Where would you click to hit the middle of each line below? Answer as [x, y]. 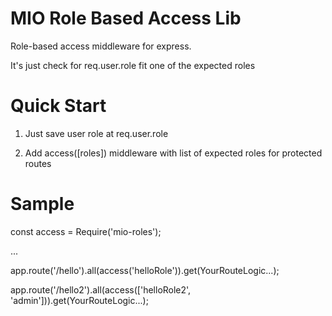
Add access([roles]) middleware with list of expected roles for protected [173, 153]
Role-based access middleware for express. [101, 46]
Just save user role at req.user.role [96, 133]
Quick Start [58, 106]
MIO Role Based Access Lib [126, 18]
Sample [42, 204]
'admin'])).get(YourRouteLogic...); [79, 300]
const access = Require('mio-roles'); [86, 231]
